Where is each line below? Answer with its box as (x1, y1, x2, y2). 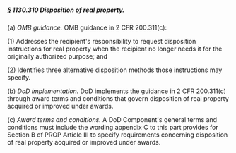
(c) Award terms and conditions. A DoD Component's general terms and (7, 115, 218, 123)
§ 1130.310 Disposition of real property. (7, 6, 125, 14)
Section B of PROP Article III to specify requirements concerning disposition (7, 130, 228, 139)
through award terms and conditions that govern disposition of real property (7, 94, 230, 102)
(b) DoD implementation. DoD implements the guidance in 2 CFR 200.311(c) (7, 87, 226, 95)
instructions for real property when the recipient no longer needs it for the (7, 44, 223, 53)
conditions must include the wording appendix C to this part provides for (7, 123, 218, 131)
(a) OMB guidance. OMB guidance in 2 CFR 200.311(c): (7, 23, 167, 32)
